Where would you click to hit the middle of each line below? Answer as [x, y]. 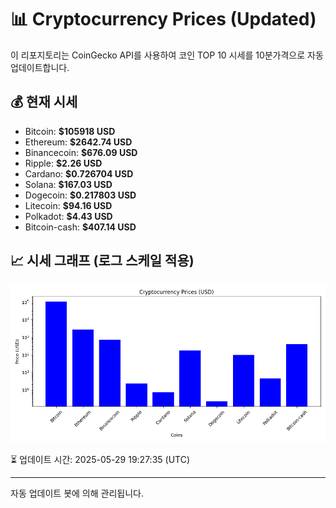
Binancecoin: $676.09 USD [81, 152]
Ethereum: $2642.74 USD [78, 142]
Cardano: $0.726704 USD [79, 173]
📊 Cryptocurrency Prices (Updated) [163, 19]
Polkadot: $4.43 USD [68, 216]
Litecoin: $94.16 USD [68, 205]
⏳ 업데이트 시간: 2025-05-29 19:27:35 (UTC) [100, 459]
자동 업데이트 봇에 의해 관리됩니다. [77, 493]
